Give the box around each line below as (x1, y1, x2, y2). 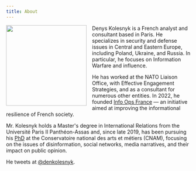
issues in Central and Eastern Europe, (92, 43, 183, 50)
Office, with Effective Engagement (92, 80, 174, 87)
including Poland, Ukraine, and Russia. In (92, 49, 191, 56)
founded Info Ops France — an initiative (92, 98, 188, 105)
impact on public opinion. (6, 147, 67, 154)
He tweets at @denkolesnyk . (6, 158, 75, 165)
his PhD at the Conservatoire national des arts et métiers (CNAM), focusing (6, 134, 187, 141)
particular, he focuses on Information (92, 56, 181, 63)
